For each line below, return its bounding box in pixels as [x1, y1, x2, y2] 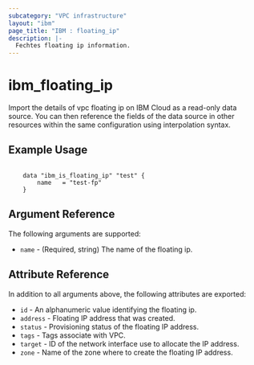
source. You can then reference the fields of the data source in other [8, 112, 235, 121]
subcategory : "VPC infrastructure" [8, 11, 127, 20]
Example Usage [8, 143, 88, 157]
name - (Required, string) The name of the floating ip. [19, 244, 193, 254]
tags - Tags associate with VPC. [19, 330, 126, 340]
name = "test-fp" [37, 178, 103, 187]
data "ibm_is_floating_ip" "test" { [22, 171, 146, 179]
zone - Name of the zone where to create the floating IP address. [19, 347, 234, 357]
